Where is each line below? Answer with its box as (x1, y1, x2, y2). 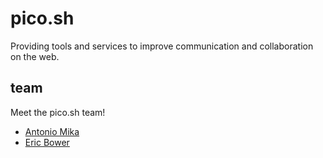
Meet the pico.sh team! (10, 106, 106, 118)
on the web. (10, 50, 60, 62)
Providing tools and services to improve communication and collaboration (10, 40, 314, 52)
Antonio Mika (24, 125, 80, 137)
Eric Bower (24, 136, 70, 148)
